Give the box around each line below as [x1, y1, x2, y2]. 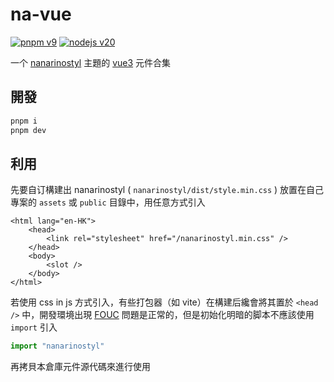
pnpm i [10, 116, 38, 126]
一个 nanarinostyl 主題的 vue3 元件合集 [10, 56, 172, 68]
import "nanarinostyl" [10, 341, 105, 352]
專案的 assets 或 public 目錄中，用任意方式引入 [10, 196, 206, 208]
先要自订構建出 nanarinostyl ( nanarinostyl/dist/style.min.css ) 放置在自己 [10, 184, 325, 196]
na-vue [10, 3, 72, 26]
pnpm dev [10, 125, 47, 135]
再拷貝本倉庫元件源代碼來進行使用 [10, 361, 151, 373]
